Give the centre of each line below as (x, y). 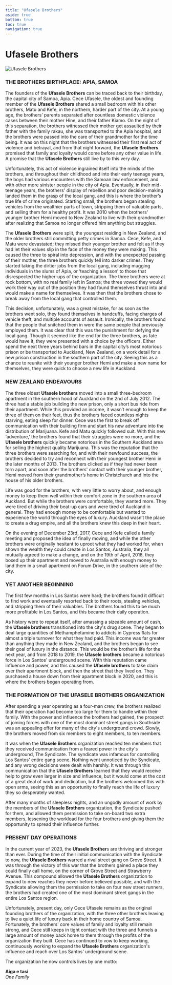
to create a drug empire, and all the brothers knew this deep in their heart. (83, 523)
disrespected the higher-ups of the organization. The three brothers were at (85, 277)
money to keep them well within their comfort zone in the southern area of (83, 495)
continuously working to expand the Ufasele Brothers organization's (78, 946)
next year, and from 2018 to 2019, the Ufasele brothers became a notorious (85, 654)
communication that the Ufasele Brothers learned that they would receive (83, 771)
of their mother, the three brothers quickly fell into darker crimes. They (80, 260)
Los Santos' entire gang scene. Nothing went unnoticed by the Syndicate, (83, 760)
